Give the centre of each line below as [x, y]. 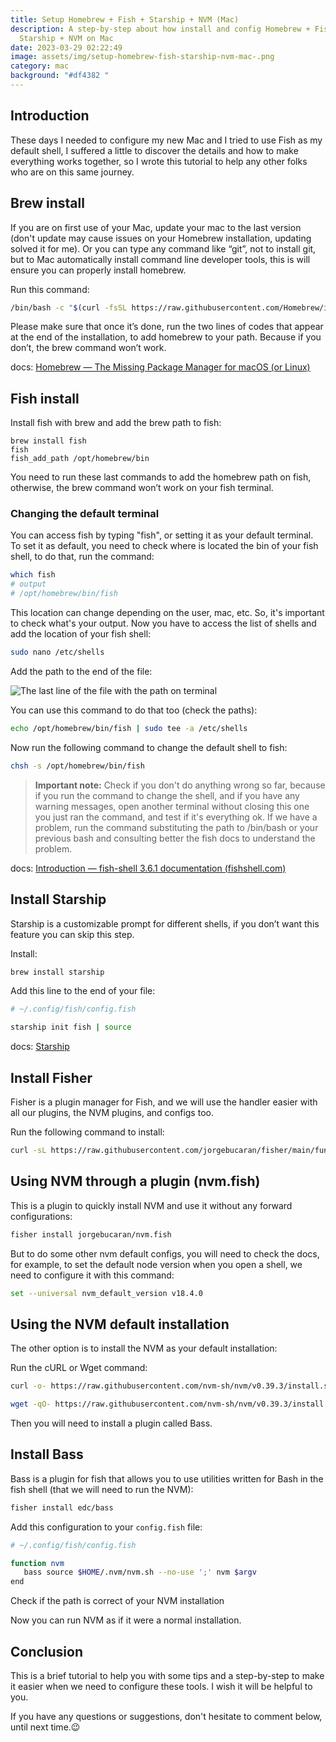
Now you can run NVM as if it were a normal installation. [126, 1620]
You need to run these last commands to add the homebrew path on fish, [161, 477]
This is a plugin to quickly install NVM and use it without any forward [151, 1205]
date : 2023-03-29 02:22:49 [66, 47]
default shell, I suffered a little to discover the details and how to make [154, 150]
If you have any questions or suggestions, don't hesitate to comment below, [166, 1716]
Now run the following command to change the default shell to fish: [149, 747]
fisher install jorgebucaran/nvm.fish [91, 1234]
